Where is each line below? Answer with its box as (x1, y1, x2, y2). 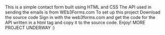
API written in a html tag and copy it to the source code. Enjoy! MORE (5, 19, 145, 25)
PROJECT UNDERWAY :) (5, 25, 55, 31)
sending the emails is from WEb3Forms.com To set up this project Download (5, 9, 161, 15)
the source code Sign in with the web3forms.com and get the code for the (5, 15, 156, 20)
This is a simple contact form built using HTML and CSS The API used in (5, 4, 152, 10)
